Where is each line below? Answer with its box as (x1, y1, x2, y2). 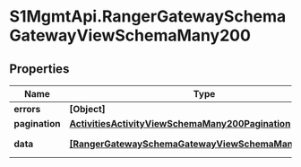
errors (13, 103, 41, 115)
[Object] (69, 103, 106, 115)
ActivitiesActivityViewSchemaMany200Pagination (69, 118, 291, 129)
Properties (9, 61, 70, 76)
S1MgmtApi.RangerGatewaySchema (9, 6, 287, 27)
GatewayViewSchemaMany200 (9, 25, 251, 46)
